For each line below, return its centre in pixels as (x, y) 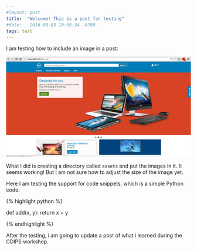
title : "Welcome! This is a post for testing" (65, 19)
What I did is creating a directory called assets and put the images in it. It (94, 166)
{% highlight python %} (34, 201)
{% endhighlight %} (30, 224)
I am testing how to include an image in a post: (62, 48)
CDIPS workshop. (27, 242)
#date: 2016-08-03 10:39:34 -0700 (51, 25)
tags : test (19, 31)
